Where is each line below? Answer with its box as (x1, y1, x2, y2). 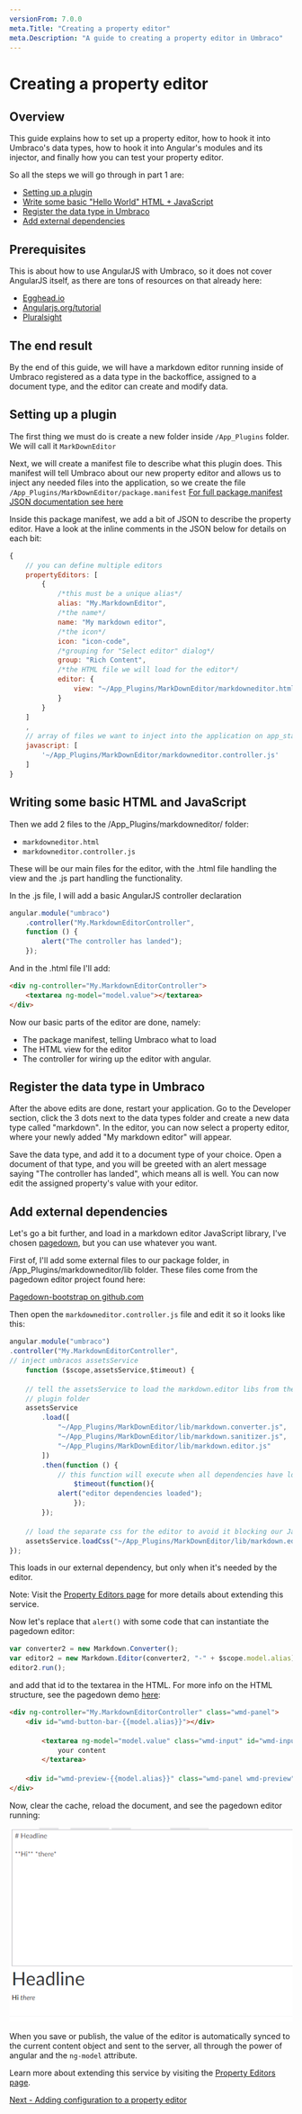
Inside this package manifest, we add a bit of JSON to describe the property (9, 513, 291, 524)
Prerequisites (9, 241, 86, 257)
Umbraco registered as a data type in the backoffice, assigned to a (9, 372, 257, 382)
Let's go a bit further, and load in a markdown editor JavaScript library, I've (9, 1228, 287, 1239)
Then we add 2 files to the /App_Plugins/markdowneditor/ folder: (9, 818, 250, 829)
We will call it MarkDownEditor (9, 440, 117, 451)
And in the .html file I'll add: (9, 963, 111, 973)
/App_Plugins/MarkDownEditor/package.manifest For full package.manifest (9, 486, 283, 497)
